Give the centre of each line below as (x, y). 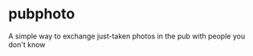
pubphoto (42, 14)
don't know (27, 44)
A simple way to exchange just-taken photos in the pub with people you (127, 36)
